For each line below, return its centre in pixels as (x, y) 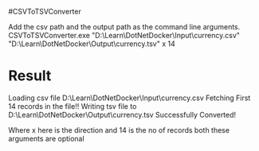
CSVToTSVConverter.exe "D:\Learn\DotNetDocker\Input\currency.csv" (124, 35)
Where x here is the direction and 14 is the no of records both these (119, 130)
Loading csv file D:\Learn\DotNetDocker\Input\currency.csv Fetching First (129, 98)
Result (30, 76)
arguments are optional (47, 138)
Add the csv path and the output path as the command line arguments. (124, 27)
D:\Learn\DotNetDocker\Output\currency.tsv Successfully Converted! (122, 114)
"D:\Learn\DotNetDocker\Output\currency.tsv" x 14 (92, 44)
